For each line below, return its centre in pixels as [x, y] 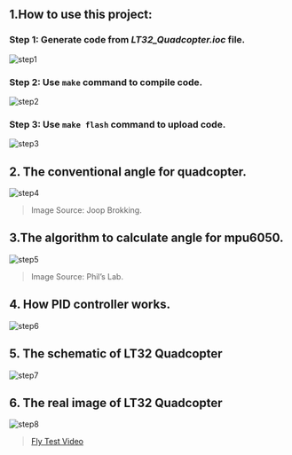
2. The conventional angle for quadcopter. [128, 172]
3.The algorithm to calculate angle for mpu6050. [146, 238]
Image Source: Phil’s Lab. [77, 276]
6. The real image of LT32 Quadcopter [116, 403]
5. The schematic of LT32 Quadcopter [116, 354]
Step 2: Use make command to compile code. [106, 82]
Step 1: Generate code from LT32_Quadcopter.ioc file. [127, 40]
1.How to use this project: [81, 15]
